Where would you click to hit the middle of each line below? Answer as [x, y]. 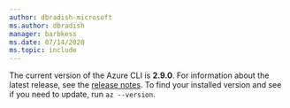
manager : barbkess [43, 34]
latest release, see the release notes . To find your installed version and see [145, 85]
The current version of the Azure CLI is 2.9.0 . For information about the [139, 75]
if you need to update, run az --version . [83, 95]
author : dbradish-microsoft [61, 17]
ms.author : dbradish [47, 26]
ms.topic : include [43, 50]
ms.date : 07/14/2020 [47, 42]
